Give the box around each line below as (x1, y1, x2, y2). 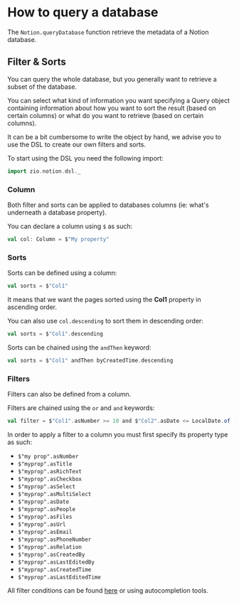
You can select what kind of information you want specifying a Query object (7, 96, 230, 104)
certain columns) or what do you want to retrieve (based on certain (7, 111, 204, 119)
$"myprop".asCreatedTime (17, 566, 92, 573)
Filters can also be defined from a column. (7, 390, 132, 399)
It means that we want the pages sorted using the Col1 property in (7, 295, 201, 303)
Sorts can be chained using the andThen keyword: (7, 343, 152, 352)
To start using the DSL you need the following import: (7, 154, 164, 162)
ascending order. (7, 303, 58, 311)
